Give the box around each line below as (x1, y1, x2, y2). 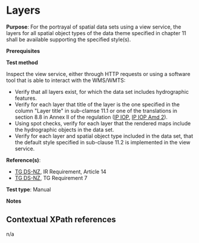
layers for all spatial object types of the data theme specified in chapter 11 (6, 29, 187, 36)
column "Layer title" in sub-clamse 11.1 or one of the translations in (14, 107, 177, 114)
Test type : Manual (6, 185, 52, 193)
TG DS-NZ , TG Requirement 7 (14, 174, 88, 181)
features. (14, 94, 37, 102)
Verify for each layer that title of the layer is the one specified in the (14, 100, 180, 108)
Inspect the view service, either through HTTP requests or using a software (6, 70, 191, 77)
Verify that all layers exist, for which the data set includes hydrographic (14, 88, 189, 95)
